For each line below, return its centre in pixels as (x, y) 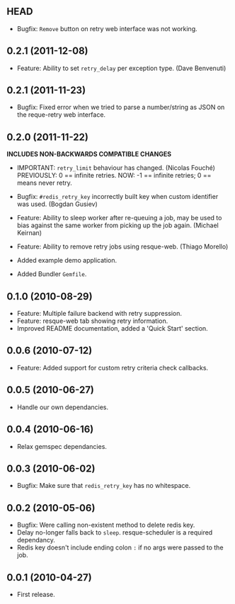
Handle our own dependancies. (63, 407)
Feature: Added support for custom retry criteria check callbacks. (113, 367)
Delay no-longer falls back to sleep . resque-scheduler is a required (115, 532)
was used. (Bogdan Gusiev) (57, 204)
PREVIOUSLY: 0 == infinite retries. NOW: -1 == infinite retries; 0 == (114, 176)
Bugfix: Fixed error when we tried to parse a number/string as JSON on (121, 107)
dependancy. (36, 540)
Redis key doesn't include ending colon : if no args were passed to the (120, 547)
